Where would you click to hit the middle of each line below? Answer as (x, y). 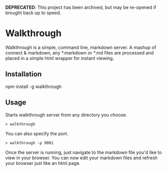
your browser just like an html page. (43, 163)
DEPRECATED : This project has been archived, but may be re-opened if (81, 7)
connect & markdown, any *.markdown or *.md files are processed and (80, 52)
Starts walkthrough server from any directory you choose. (66, 115)
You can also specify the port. (37, 133)
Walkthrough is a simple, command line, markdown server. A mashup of (81, 47)
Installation (23, 74)
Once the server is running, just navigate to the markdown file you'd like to (83, 152)
